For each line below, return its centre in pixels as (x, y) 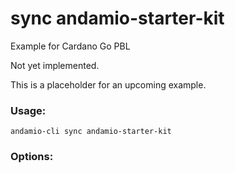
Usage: (28, 110)
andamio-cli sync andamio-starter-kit (91, 132)
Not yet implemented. (55, 65)
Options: (32, 157)
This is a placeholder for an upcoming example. (108, 84)
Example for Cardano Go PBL (70, 46)
